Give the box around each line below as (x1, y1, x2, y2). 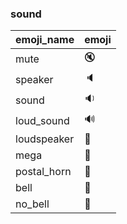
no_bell (15, 197, 50, 211)
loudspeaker (15, 132, 75, 146)
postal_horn (15, 165, 72, 179)
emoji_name (15, 33, 75, 47)
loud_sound (15, 113, 70, 127)
